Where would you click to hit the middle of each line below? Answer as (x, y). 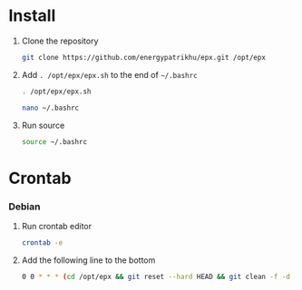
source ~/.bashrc (54, 141)
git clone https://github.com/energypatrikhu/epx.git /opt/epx (144, 57)
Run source (43, 125)
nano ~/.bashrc (50, 108)
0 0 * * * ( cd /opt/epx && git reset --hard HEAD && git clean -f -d (156, 276)
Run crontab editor (57, 226)
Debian (24, 207)
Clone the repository (60, 41)
